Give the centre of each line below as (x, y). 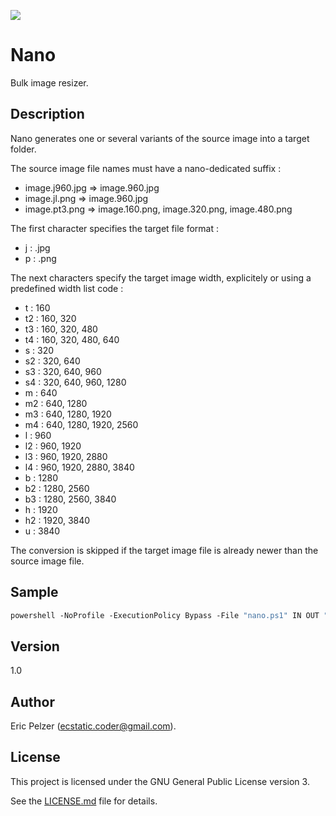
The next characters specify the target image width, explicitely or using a (161, 277)
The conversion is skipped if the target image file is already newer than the (164, 550)
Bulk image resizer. (49, 82)
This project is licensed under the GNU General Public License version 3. (160, 781)
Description (47, 114)
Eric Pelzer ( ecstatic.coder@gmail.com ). (93, 726)
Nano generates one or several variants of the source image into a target (160, 138)
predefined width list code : (67, 288)
